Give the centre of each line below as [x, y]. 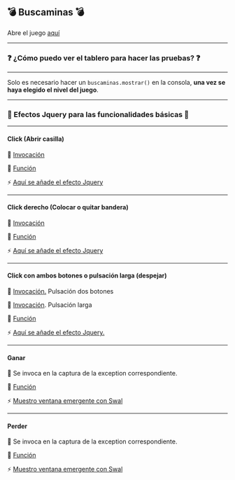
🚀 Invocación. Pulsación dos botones [60, 292]
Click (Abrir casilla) [36, 139]
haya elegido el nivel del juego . [53, 90]
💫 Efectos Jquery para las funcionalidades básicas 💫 [98, 115]
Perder [17, 426]
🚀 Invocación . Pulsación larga [50, 305]
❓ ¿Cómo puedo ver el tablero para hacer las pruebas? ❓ [104, 57]
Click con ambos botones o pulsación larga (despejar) [87, 275]
